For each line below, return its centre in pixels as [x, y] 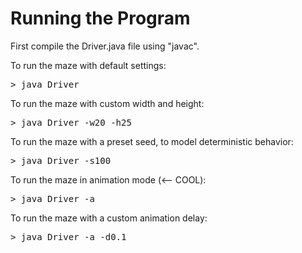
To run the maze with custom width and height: [107, 103]
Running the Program [100, 18]
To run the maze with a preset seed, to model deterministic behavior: [152, 141]
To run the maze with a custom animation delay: [109, 218]
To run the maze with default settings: [88, 65]
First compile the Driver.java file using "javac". [105, 46]
